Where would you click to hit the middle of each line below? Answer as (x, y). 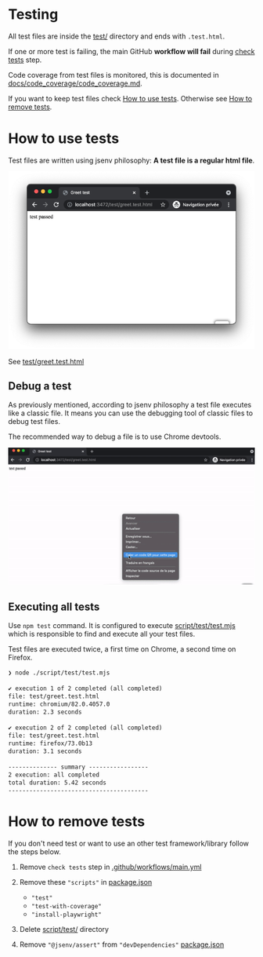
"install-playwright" (66, 915)
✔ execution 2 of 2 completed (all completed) (85, 728)
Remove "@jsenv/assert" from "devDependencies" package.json (122, 944)
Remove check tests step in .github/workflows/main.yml (110, 867)
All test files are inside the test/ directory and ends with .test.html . (117, 36)
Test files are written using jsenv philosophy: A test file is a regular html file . (131, 160)
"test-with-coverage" (66, 907)
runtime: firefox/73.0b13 (50, 743)
